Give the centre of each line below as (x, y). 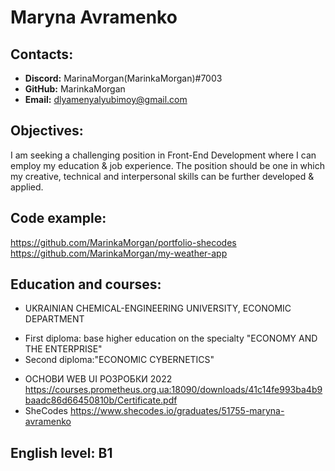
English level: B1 (61, 452)
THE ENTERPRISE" (63, 349)
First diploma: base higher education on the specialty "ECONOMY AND (171, 338)
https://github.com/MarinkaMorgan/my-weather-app (119, 253)
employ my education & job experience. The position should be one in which (168, 165)
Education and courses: (86, 284)
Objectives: (47, 131)
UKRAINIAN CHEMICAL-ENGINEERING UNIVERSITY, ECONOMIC (158, 308)
